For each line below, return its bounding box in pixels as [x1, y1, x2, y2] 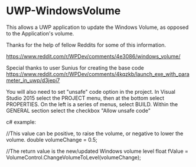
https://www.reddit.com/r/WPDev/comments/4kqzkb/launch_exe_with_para [6, 70, 190, 77]
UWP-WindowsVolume [6, 4, 121, 18]
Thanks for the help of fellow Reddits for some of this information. [6, 41, 166, 48]
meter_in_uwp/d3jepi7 [6, 77, 60, 84]
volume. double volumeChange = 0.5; [6, 136, 97, 143]
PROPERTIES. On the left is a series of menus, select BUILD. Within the [6, 100, 178, 107]
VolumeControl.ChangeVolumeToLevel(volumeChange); [6, 153, 142, 161]
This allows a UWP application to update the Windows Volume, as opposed [6, 24, 189, 31]
